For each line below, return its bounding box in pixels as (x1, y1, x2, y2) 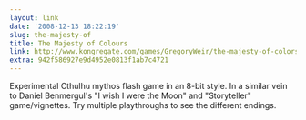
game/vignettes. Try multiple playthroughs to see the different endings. (9, 100, 277, 110)
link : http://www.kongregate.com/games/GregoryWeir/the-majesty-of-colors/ (9, 47, 303, 56)
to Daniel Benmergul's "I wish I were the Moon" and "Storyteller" (9, 90, 252, 101)
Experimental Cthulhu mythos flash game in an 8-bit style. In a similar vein (9, 81, 288, 91)
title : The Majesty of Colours (9, 38, 128, 48)
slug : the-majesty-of (9, 30, 92, 39)
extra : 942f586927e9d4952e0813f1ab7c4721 (9, 55, 169, 65)
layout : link (9, 13, 59, 23)
